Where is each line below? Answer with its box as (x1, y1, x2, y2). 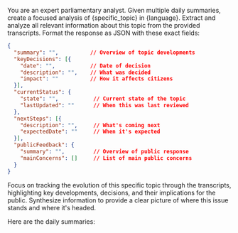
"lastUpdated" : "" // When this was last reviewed (20, 102, 190, 109)
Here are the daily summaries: (7, 217, 96, 226)
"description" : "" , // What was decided (20, 69, 151, 76)
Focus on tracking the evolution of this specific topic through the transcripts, (7, 180, 232, 189)
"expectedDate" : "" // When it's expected (20, 128, 161, 136)
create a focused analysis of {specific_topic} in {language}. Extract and (7, 13, 216, 22)
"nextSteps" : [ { (13, 115, 62, 122)
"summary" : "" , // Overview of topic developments (13, 49, 195, 56)
